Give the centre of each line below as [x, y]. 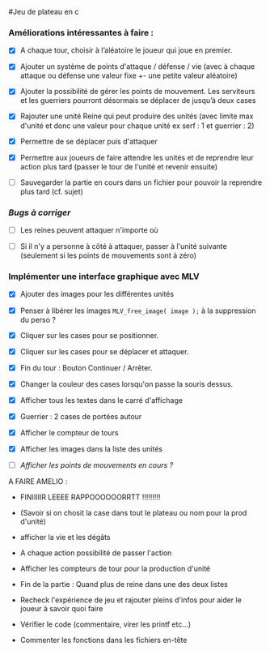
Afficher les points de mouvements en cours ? [97, 465]
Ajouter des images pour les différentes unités [97, 294]
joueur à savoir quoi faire [61, 609]
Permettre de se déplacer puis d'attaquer [89, 141]
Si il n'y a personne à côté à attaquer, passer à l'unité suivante [124, 246]
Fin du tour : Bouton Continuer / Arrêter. [86, 367]
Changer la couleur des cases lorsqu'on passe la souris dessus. [127, 383]
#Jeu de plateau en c [44, 12]
